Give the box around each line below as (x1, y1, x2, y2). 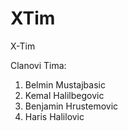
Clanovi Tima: (10, 59, 67, 71)
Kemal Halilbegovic (24, 89, 105, 101)
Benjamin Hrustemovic (24, 100, 119, 112)
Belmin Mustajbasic (24, 78, 106, 91)
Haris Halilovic (24, 110, 85, 122)
